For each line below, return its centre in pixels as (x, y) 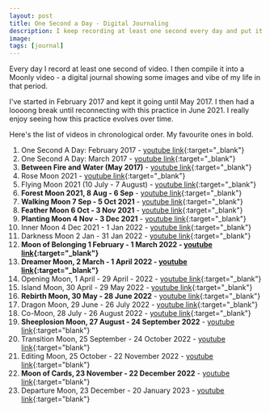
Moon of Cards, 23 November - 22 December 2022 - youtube (125, 373)
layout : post (31, 16)
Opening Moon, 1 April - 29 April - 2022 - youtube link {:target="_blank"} (141, 279)
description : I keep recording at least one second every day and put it (136, 31)
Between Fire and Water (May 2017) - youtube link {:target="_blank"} (136, 167)
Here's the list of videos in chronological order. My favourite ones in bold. (131, 135)
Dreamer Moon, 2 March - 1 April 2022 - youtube (104, 262)
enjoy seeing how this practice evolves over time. (91, 119)
